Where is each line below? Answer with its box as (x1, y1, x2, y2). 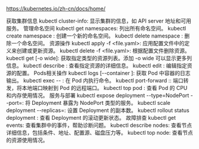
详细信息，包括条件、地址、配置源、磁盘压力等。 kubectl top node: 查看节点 (6, 129, 194, 136)
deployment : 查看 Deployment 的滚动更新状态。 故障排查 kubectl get (6, 114, 176, 121)
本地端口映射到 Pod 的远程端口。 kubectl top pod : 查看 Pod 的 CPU (21, 85, 188, 91)
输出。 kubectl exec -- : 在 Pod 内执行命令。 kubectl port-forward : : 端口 (6, 77, 184, 84)
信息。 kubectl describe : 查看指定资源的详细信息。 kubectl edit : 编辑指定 (6, 62, 188, 69)
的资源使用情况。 (6, 136, 48, 144)
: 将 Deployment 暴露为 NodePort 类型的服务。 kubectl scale (21, 100, 171, 106)
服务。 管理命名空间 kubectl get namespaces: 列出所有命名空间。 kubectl (6, 25, 186, 32)
